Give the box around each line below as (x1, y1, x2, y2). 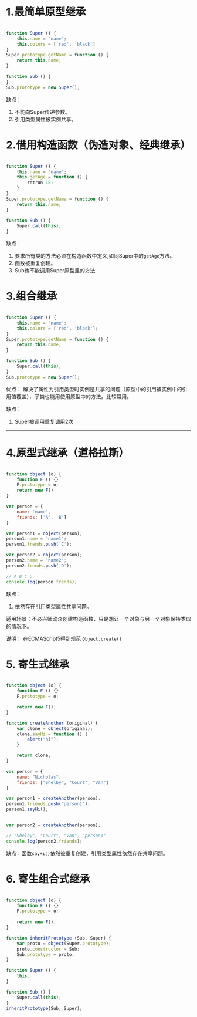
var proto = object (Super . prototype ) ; (16, 940, 111, 947)
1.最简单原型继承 (6, 5, 86, 19)
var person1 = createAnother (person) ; (6, 796, 101, 802)
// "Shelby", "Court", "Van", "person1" (6, 833, 107, 839)
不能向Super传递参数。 (14, 108, 71, 115)
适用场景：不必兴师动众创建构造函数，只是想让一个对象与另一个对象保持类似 (6, 615, 191, 622)
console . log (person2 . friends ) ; (6, 838, 83, 844)
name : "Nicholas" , (16, 774, 62, 780)
